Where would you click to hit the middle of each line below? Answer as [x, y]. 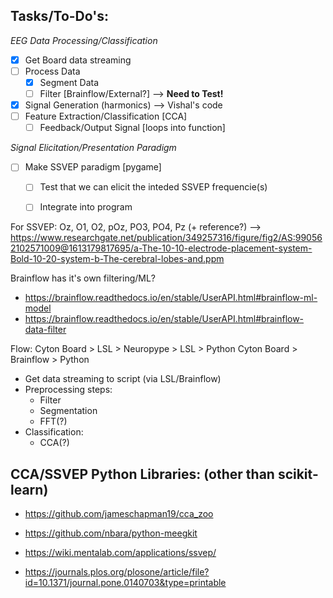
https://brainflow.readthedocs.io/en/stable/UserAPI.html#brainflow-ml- [171, 298]
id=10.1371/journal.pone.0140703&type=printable [125, 583]
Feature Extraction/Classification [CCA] [106, 116]
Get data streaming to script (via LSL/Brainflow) [123, 379]
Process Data [52, 71]
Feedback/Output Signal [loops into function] [132, 128]
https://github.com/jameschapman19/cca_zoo [119, 514]
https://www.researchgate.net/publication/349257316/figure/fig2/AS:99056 [166, 238]
